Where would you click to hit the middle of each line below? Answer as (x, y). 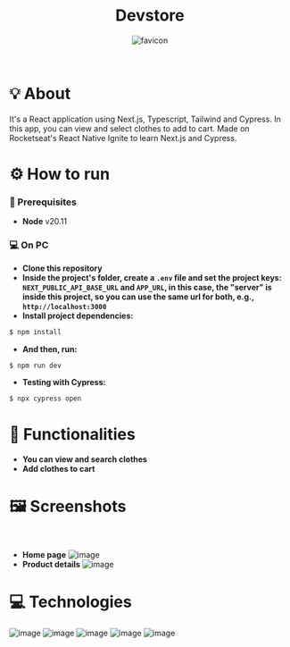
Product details (51, 565)
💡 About (40, 94)
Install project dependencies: (78, 315)
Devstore (150, 16)
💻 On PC (29, 245)
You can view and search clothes (84, 459)
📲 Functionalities (72, 435)
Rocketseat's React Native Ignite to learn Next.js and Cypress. (123, 138)
